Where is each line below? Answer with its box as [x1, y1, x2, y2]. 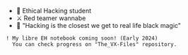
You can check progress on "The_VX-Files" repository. [12, 41, 177, 48]
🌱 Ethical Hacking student [16, 7, 92, 15]
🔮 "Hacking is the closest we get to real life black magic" [16, 22, 181, 29]
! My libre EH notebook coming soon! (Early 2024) [6, 35, 158, 42]
